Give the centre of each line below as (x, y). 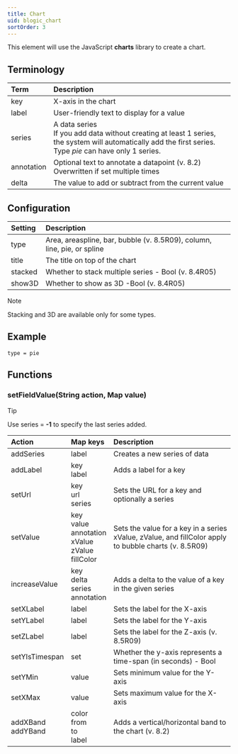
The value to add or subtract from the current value (138, 183)
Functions (30, 375)
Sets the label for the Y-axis (160, 620)
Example (27, 337)
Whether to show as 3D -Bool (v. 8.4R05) (115, 283)
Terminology (36, 69)
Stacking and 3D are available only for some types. (82, 315)
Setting (23, 228)
